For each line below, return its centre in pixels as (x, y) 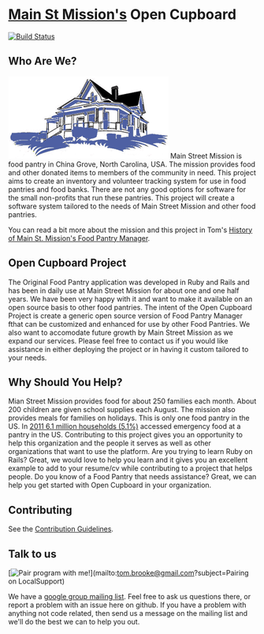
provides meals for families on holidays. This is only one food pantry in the (129, 418)
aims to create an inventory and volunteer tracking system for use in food (127, 181)
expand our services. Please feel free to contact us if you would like (118, 340)
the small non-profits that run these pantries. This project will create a (121, 197)
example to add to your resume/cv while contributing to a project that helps (130, 468)
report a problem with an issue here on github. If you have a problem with (127, 605)
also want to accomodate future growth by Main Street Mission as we (121, 332)
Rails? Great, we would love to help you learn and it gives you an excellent (128, 460)
